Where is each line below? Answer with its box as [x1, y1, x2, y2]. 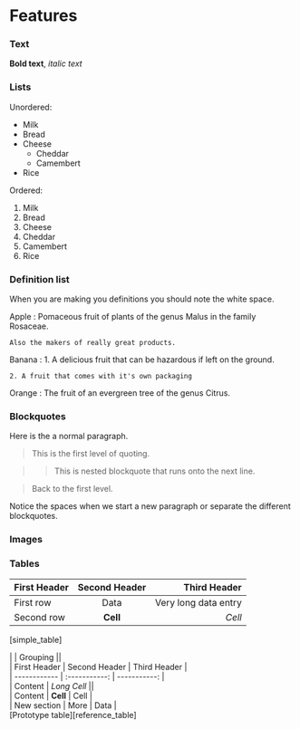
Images [9, 533, 44, 546]
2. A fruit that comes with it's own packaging [9, 372, 193, 381]
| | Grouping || [9, 651, 62, 662]
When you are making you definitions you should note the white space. [9, 293, 275, 304]
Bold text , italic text [9, 58, 83, 69]
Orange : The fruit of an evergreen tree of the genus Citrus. [9, 388, 231, 398]
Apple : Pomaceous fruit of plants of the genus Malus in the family [9, 312, 256, 322]
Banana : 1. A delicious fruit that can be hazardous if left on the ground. [9, 354, 275, 365]
